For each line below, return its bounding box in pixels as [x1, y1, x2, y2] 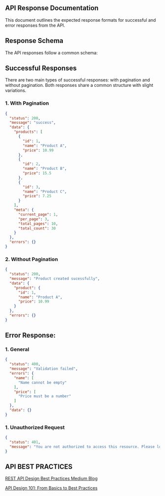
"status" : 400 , [9, 362, 41, 367]
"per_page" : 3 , [18, 217, 50, 222]
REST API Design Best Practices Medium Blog [5, 476, 98, 482]
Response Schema [5, 37, 64, 45]
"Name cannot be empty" [18, 380, 67, 385]
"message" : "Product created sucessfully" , [9, 276, 100, 281]
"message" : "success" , [9, 120, 56, 125]
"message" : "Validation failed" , [9, 366, 78, 372]
